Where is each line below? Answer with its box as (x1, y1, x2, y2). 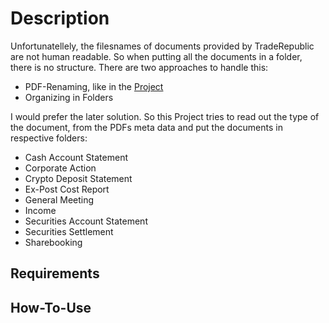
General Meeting (24, 193, 95, 206)
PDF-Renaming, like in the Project (24, 80, 164, 92)
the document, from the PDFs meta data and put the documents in (10, 121, 283, 133)
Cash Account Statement (24, 151, 128, 163)
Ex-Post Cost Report (24, 183, 110, 195)
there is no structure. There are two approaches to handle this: (10, 61, 269, 73)
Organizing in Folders (24, 91, 114, 103)
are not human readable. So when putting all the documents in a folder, (10, 50, 303, 62)
